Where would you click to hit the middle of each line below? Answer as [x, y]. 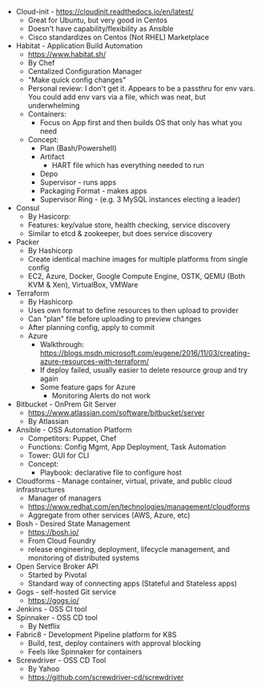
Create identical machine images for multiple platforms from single [138, 259]
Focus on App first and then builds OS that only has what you [141, 122]
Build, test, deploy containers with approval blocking [115, 643]
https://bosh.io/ [53, 532]
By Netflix [44, 626]
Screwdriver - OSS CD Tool [61, 660]
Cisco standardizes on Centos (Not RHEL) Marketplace [119, 37]
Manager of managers [64, 498]
